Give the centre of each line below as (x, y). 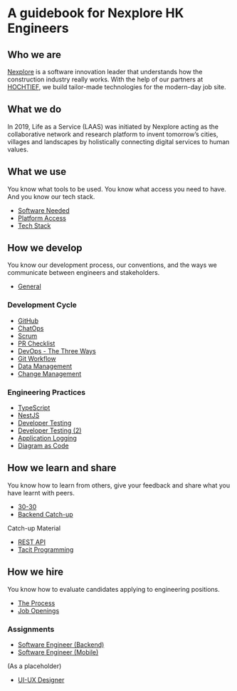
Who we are (35, 55)
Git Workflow (37, 358)
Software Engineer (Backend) (61, 645)
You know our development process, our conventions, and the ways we (112, 265)
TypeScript (34, 408)
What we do (35, 110)
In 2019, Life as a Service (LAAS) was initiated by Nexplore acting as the (113, 126)
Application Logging (47, 438)
